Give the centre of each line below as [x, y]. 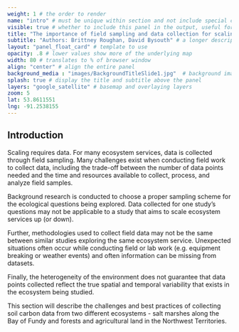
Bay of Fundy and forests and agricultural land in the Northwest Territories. [117, 321]
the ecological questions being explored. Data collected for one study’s [112, 204]
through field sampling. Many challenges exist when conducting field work [117, 160]
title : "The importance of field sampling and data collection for [110, 34]
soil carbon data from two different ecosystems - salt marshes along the [113, 313]
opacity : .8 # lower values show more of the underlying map [100, 54]
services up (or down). [41, 219]
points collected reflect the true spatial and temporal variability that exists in [118, 284]
